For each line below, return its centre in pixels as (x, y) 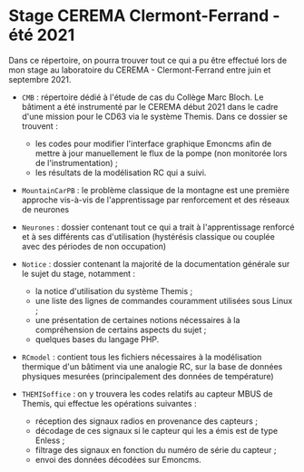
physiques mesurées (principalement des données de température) (147, 376)
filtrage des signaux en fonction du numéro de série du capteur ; (156, 449)
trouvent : (39, 126)
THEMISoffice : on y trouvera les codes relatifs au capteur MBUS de (147, 393)
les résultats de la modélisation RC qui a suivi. (121, 172)
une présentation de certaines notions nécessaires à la (137, 320)
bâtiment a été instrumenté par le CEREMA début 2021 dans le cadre (150, 106)
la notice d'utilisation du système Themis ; (114, 290)
